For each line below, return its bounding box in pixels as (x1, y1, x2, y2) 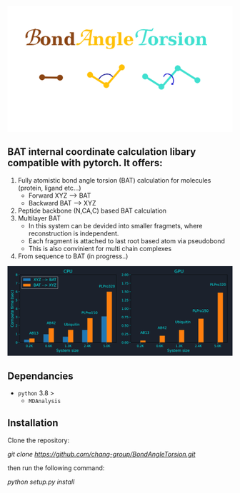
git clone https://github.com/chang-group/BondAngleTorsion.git (7, 449, 196, 458)
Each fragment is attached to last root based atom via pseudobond (28, 236, 225, 245)
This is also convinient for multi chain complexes (28, 244, 172, 253)
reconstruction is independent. (28, 229, 119, 238)
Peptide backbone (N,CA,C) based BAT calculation (17, 206, 166, 215)
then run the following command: (7, 463, 105, 472)
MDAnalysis (28, 397, 61, 405)
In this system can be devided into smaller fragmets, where (28, 221, 203, 230)
